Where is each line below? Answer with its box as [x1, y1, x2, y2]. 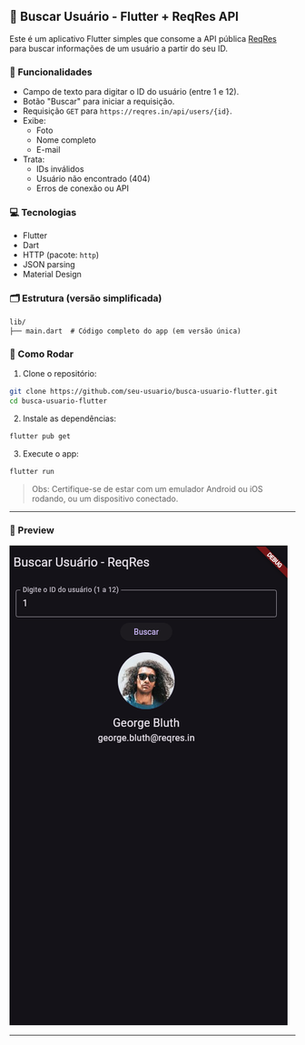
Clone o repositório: [22, 368, 97, 378]
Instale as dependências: [22, 413, 116, 424]
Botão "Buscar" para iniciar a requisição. [22, 96, 175, 107]
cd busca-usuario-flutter [9, 397, 107, 406]
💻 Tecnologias [9, 206, 77, 219]
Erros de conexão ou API [35, 183, 130, 194]
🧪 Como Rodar [9, 347, 74, 360]
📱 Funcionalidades [9, 65, 93, 78]
